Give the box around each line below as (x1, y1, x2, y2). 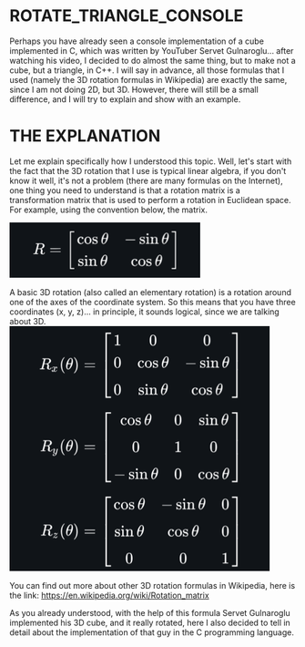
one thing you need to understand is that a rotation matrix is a (9, 184, 241, 196)
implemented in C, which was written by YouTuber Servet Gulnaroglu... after (9, 45, 294, 56)
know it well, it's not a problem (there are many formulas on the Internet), (9, 175, 284, 186)
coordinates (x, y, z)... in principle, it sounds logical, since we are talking (9, 306, 280, 317)
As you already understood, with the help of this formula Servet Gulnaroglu (9, 607, 291, 618)
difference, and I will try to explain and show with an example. (9, 93, 241, 105)
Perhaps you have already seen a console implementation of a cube (9, 36, 264, 46)
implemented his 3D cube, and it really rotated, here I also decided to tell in (9, 617, 291, 628)
